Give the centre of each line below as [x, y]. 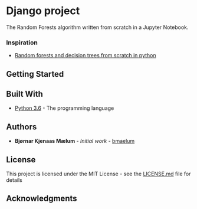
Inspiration [22, 43]
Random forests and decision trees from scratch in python [85, 55]
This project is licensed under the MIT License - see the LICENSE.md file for [98, 174]
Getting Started [35, 74]
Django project [43, 11]
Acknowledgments [42, 199]
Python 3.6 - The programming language [64, 108]
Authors [22, 127]
